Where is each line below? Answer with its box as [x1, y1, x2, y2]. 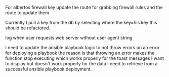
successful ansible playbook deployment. [5, 66, 92, 72]
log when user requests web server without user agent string [5, 35, 133, 41]
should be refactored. [5, 25, 51, 31]
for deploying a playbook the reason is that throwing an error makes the [5, 50, 155, 56]
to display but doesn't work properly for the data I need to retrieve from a [5, 61, 158, 66]
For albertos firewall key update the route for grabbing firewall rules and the [5, 5, 163, 10]
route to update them [5, 10, 50, 16]
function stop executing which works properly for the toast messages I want [5, 55, 164, 61]
